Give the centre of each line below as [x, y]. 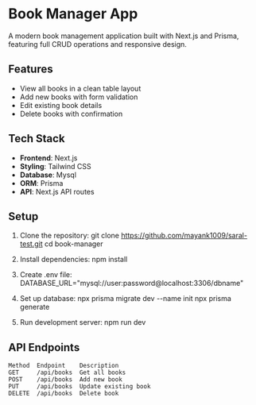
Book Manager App [73, 14]
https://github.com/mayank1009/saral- [184, 236]
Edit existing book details [61, 105]
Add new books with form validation [79, 97]
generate [35, 307]
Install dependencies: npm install [74, 260]
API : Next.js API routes [57, 191]
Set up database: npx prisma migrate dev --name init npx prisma [126, 299]
